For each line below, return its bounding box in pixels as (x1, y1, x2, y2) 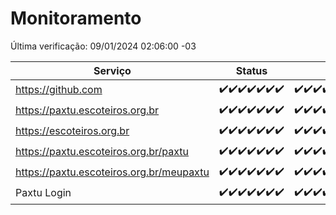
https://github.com (15, 83, 103, 97)
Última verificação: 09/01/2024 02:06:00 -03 (10, 40, 197, 52)
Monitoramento (10, 7, 142, 30)
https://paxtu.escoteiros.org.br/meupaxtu (15, 165, 210, 179)
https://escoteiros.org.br (15, 124, 130, 138)
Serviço (93, 63, 132, 77)
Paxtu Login (15, 186, 72, 200)
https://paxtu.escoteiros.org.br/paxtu (15, 145, 190, 159)
